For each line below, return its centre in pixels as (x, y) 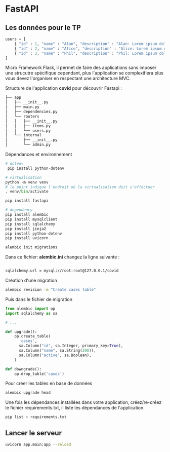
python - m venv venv (27, 182)
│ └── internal (24, 135)
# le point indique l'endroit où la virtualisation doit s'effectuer (80, 187)
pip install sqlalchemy (30, 224)
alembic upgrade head (28, 393)
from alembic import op (30, 309)
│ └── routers (22, 116)
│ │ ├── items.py (28, 126)
